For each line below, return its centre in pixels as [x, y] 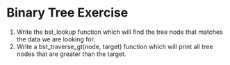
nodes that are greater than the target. [71, 54]
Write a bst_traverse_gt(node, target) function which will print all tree [115, 46]
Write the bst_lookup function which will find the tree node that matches [120, 32]
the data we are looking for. [56, 39]
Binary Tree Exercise [67, 13]
